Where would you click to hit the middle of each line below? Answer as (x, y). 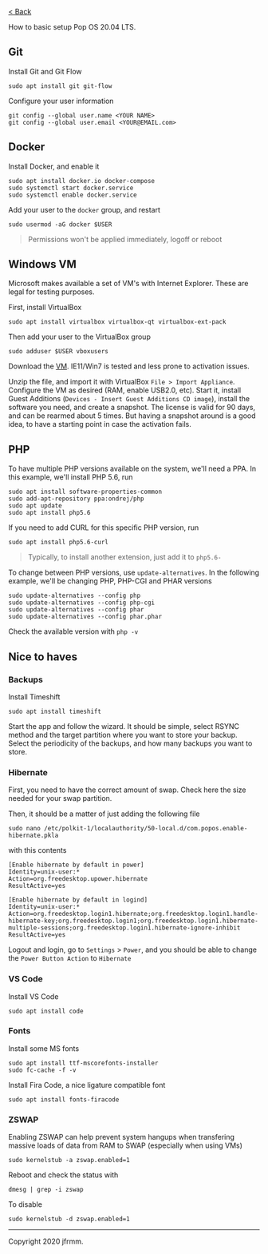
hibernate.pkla (33, 836)
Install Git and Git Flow (45, 71)
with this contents (37, 850)
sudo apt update (35, 506)
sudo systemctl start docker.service (71, 188)
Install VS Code (33, 996)
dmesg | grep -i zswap (46, 1190)
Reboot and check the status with (63, 1175)
